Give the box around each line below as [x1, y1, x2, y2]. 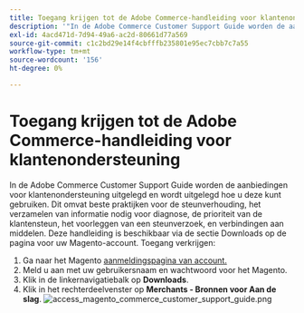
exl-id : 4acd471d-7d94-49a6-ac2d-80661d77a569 [9, 30, 188, 39]
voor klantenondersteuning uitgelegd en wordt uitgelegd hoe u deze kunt [9, 189, 282, 200]
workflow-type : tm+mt [9, 47, 91, 56]
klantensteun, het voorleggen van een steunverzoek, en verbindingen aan [9, 218, 285, 229]
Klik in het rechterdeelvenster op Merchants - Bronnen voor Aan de [22, 283, 277, 295]
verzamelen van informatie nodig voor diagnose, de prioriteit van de [9, 208, 262, 219]
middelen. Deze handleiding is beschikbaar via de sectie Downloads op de [9, 228, 287, 239]
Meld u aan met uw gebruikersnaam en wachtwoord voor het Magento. [22, 264, 288, 275]
